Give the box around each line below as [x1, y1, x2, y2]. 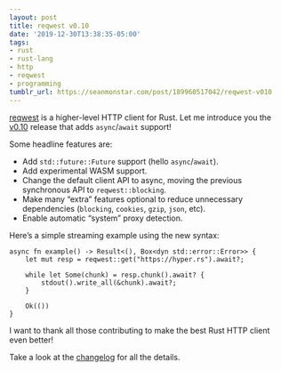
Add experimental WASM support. [21, 165, 148, 176]
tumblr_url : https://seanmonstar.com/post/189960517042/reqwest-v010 [9, 87, 273, 96]
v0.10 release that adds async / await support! [9, 121, 172, 132]
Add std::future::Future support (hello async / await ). [21, 156, 220, 166]
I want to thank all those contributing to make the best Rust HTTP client [9, 325, 270, 335]
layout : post [9, 12, 58, 22]
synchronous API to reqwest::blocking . [21, 184, 167, 195]
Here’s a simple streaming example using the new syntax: [9, 230, 220, 240]
